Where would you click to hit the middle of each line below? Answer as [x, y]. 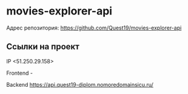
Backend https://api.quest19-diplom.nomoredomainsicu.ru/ [80, 84]
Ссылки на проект [43, 47]
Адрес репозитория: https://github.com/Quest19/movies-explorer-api [94, 28]
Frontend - [20, 73]
